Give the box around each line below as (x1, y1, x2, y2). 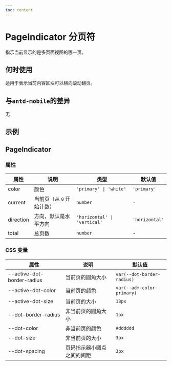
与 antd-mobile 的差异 (5, 96, 71, 105)
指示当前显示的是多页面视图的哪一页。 (5, 49, 86, 55)
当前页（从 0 (34, 196, 64, 203)
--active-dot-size (8, 297, 54, 305)
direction (8, 216, 30, 223)
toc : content (5, 7, 33, 13)
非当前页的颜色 (65, 325, 101, 332)
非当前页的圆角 (65, 308, 101, 315)
